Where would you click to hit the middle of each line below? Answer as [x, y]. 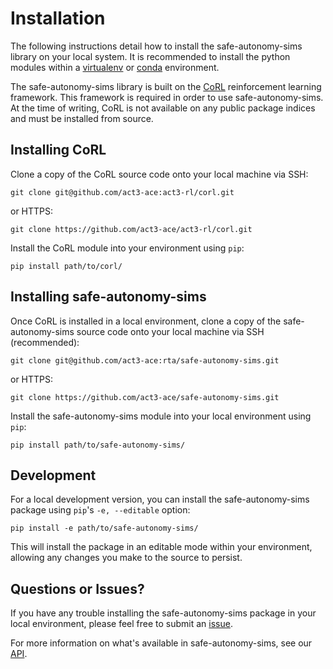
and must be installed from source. [82, 118]
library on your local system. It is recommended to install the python [150, 56]
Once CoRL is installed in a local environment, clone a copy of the [146, 321]
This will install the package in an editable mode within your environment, [161, 547]
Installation [58, 18]
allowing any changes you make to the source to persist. [126, 558]
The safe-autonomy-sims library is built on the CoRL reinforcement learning [166, 86]
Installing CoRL [58, 150]
